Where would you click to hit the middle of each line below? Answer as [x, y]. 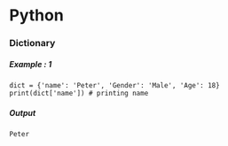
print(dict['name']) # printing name [79, 94]
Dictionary [32, 43]
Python [36, 15]
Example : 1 [31, 64]
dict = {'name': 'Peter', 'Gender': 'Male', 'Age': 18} [114, 86]
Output [23, 112]
